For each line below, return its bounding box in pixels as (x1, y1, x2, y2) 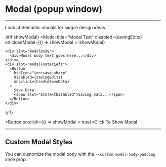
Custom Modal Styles (5, 138, 73, 146)
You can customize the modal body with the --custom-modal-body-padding (5, 151, 156, 157)
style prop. (5, 156, 27, 162)
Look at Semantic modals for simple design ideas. (5, 24, 107, 30)
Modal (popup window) (5, 3, 103, 15)
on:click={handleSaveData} (14, 79, 70, 84)
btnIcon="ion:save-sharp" (14, 70, 68, 75)
